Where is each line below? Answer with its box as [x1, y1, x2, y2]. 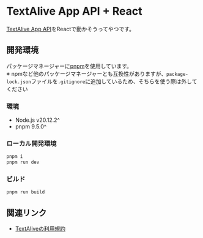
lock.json [6, 78, 32, 85]
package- [166, 71, 188, 77]
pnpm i [6, 154, 23, 160]
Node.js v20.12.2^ [15, 116, 60, 124]
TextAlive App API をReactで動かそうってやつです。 [6, 25, 135, 32]
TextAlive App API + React [6, 4, 142, 18]
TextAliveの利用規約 [15, 225, 66, 232]
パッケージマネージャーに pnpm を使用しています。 [6, 62, 133, 70]
